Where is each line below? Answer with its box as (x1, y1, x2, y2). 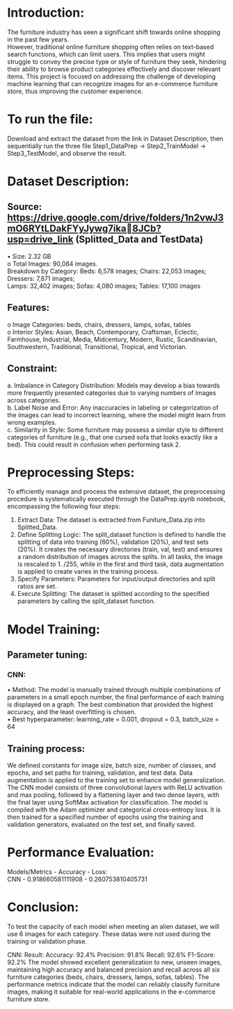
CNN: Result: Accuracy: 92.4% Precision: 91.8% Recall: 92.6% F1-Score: (7, 951, 216, 959)
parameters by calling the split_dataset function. (17, 597, 156, 606)
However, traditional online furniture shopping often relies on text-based (7, 42, 214, 51)
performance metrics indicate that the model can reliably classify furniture (7, 980, 220, 988)
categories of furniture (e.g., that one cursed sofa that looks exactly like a (7, 433, 218, 441)
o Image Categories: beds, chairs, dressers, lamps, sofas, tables (7, 320, 191, 328)
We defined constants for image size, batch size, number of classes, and (7, 761, 216, 770)
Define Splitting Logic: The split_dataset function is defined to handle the (17, 531, 226, 539)
